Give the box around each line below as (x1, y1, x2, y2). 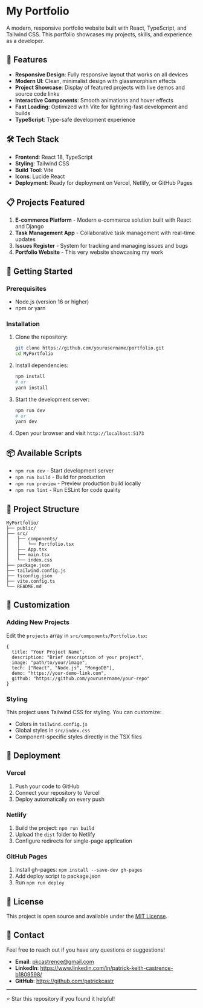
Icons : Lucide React (14, 173, 65, 180)
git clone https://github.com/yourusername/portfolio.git (14, 345, 164, 351)
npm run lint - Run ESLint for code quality (14, 486, 121, 494)
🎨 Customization (6, 600, 70, 610)
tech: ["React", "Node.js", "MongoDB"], (11, 665, 115, 671)
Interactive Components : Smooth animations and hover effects (14, 96, 174, 104)
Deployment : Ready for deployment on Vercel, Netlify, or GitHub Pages (14, 179, 193, 186)
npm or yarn (14, 305, 46, 312)
